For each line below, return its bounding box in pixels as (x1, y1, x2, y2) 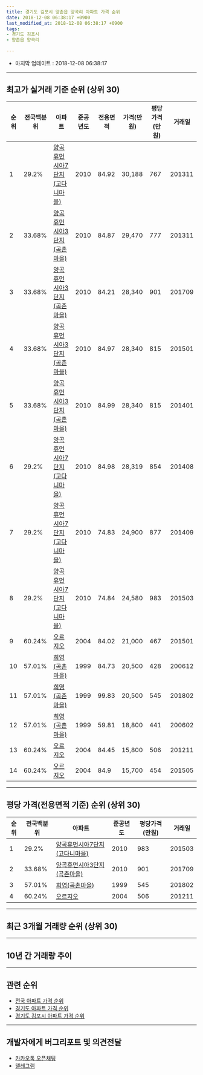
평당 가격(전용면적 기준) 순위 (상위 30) (6, 800, 141, 810)
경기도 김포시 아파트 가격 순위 (14, 1012, 85, 1019)
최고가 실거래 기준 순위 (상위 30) (6, 85, 120, 95)
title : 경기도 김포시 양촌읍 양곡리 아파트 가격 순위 (6, 8, 120, 15)
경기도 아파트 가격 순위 (14, 1005, 69, 1012)
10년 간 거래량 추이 (6, 950, 72, 961)
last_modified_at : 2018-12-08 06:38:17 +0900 (6, 20, 123, 26)
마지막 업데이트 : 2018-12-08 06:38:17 (14, 60, 108, 67)
